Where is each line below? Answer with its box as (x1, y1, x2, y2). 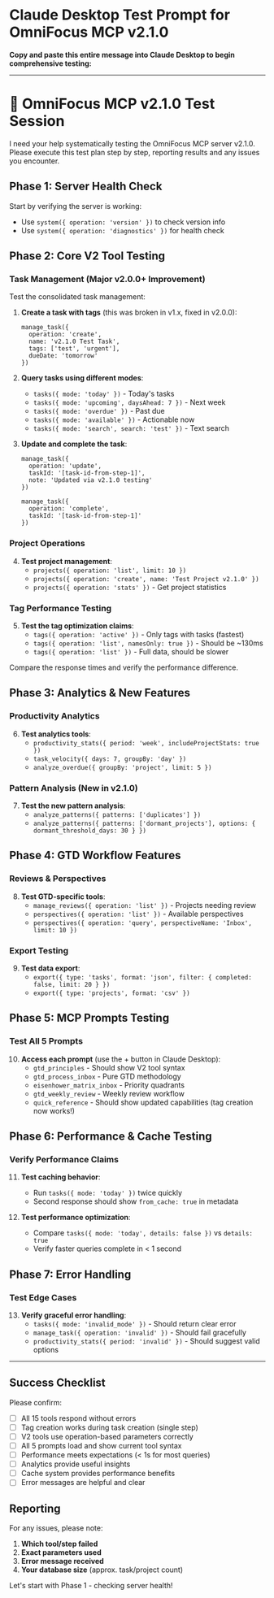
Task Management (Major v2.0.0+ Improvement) (9, 274, 206, 284)
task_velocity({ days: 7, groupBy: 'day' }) (33, 754, 187, 763)
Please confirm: (9, 1397, 63, 1407)
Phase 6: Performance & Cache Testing (9, 1130, 212, 1144)
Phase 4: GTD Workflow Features (9, 849, 181, 862)
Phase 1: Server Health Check (9, 180, 163, 193)
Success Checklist (9, 1376, 107, 1390)
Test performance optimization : (20, 1213, 131, 1222)
